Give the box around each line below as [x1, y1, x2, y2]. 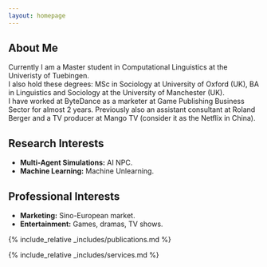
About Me [8, 42, 58, 55]
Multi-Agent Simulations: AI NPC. [19, 157, 133, 168]
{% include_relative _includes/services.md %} [8, 250, 159, 260]
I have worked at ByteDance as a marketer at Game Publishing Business [8, 97, 245, 106]
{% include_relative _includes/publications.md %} [8, 235, 171, 245]
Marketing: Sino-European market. [19, 211, 135, 221]
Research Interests [8, 137, 104, 150]
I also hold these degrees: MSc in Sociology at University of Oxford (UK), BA [8, 79, 259, 89]
